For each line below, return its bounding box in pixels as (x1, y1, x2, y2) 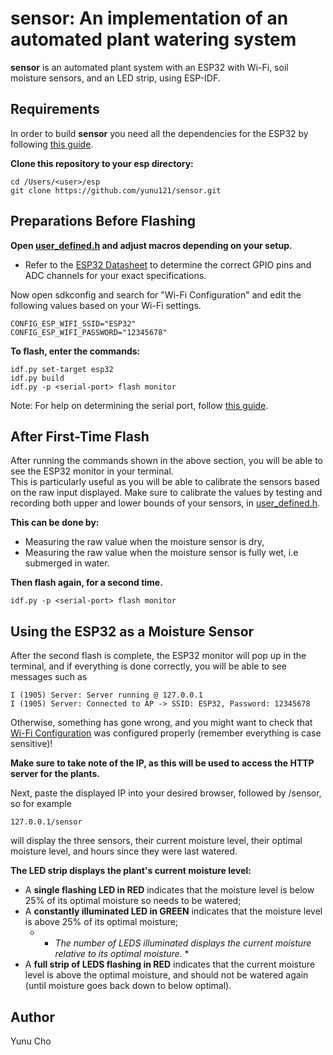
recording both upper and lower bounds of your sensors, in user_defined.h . (10, 497, 321, 509)
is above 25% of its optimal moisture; (24, 916, 179, 928)
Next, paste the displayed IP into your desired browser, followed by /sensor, (10, 787, 322, 799)
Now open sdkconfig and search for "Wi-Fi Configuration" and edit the (10, 288, 302, 301)
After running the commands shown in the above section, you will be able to (10, 455, 324, 467)
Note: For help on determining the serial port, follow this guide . (10, 399, 269, 411)
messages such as (10, 671, 88, 683)
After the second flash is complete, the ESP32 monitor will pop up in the (10, 650, 307, 662)
